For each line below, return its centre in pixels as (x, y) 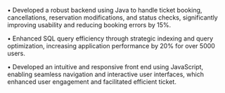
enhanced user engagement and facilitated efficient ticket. (92, 82)
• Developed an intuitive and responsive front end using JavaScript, (105, 67)
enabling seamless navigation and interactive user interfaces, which (105, 74)
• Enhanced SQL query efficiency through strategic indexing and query (110, 38)
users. (17, 53)
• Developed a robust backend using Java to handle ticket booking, (105, 10)
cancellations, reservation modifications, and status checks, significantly (112, 17)
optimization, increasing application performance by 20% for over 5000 (111, 46)
